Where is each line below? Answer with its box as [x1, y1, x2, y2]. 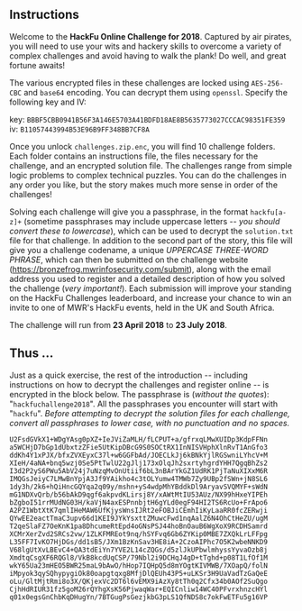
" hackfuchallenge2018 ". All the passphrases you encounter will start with [9, 398, 279, 409]
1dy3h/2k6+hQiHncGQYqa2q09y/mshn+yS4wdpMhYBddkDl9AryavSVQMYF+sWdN [9, 482, 269, 491]
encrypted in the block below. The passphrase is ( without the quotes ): [9, 388, 270, 399]
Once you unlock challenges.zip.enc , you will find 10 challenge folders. [9, 141, 276, 151]
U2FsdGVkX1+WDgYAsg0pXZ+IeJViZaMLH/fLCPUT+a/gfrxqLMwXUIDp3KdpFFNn [9, 434, 269, 444]
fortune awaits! [9, 59, 66, 70]
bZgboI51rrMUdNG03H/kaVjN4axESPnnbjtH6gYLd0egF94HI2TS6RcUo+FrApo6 [9, 497, 269, 507]
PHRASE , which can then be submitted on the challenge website [9, 254, 249, 265]
